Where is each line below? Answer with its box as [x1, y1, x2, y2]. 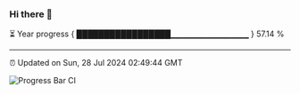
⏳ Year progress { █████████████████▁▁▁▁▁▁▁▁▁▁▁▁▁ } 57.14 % [9, 28, 285, 39]
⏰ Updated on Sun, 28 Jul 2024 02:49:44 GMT [9, 58, 183, 68]
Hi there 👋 [9, 8, 54, 20]
